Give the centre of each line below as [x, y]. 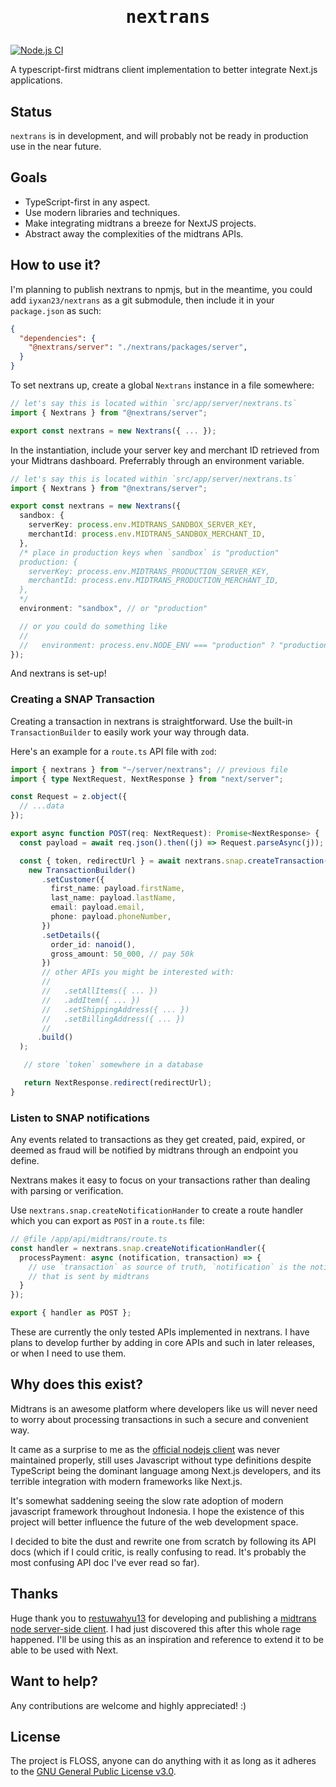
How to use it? [55, 265]
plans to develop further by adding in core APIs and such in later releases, [162, 1343]
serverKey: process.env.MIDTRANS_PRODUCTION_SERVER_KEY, [149, 571]
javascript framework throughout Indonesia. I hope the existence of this [157, 1511]
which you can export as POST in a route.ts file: [107, 1221]
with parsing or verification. [67, 1191]
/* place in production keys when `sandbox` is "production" [149, 552]
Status [31, 111]
